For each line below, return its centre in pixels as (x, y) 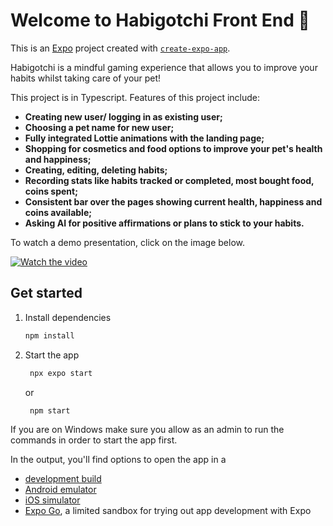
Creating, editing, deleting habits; (96, 170)
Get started (46, 293)
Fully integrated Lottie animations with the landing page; (144, 138)
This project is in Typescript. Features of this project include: (135, 97)
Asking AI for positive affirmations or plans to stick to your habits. (164, 223)
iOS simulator (52, 500)
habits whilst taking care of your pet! (86, 78)
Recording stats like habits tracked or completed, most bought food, (169, 180)
